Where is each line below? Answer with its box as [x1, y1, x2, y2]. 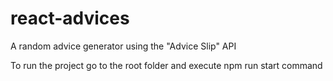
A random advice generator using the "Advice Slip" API [10, 40, 237, 52]
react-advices [10, 7, 130, 30]
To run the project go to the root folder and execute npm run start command [10, 59, 323, 71]
